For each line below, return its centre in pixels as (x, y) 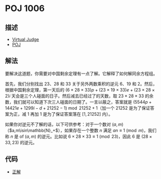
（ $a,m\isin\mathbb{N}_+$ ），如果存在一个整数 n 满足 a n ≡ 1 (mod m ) (74, 130)
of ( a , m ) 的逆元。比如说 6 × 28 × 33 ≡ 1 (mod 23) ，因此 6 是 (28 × (86, 136)
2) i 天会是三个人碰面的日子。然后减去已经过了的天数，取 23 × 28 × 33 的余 (79, 96)
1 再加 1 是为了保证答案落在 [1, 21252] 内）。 (70, 114)
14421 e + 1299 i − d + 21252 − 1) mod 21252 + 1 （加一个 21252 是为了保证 (78, 108)
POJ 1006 (25, 8)
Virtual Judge (25, 39)
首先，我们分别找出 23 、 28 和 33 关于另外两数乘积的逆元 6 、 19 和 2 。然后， (81, 84)
